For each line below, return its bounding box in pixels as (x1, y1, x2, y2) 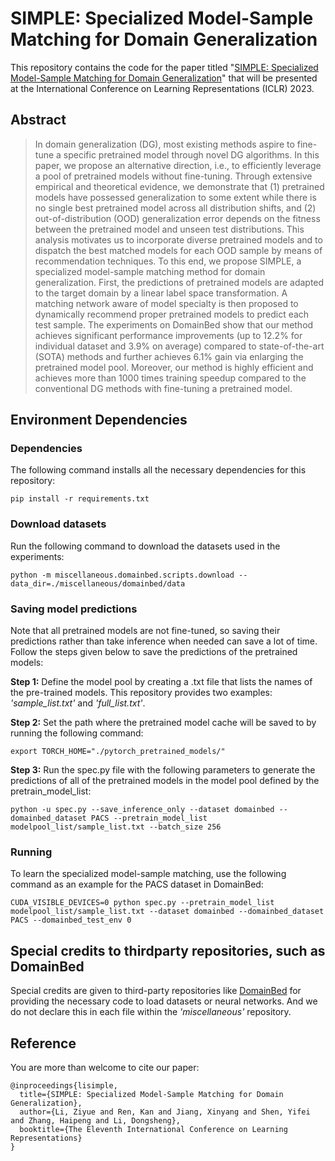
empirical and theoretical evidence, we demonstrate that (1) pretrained (34, 180, 325, 192)
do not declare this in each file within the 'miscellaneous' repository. (10, 1006, 292, 1018)
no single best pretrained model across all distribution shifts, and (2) (34, 202, 317, 214)
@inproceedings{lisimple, (10, 1080, 118, 1091)
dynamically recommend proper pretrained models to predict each (34, 308, 310, 320)
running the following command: (10, 727, 144, 739)
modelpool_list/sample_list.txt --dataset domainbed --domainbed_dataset (10, 907, 325, 917)
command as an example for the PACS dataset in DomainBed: (10, 878, 264, 891)
